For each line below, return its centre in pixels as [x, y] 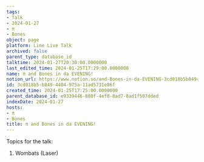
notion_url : [21, 79]
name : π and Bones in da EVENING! [50, 74]
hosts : [15, 107]
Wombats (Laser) [37, 153]
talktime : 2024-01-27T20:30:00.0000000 [57, 62]
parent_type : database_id [39, 57]
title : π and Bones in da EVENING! [51, 125]
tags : [13, 12]
